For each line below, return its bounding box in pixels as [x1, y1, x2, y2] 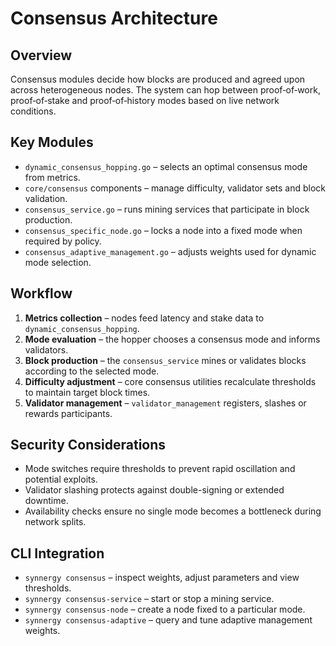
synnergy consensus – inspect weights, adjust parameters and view [24, 572, 300, 584]
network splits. [24, 516, 87, 528]
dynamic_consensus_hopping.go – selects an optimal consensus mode [24, 160, 308, 172]
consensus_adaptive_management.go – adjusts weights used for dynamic [24, 245, 317, 257]
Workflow [10, 285, 73, 302]
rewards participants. [24, 407, 113, 419]
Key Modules [10, 134, 94, 151]
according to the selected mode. [24, 365, 160, 377]
